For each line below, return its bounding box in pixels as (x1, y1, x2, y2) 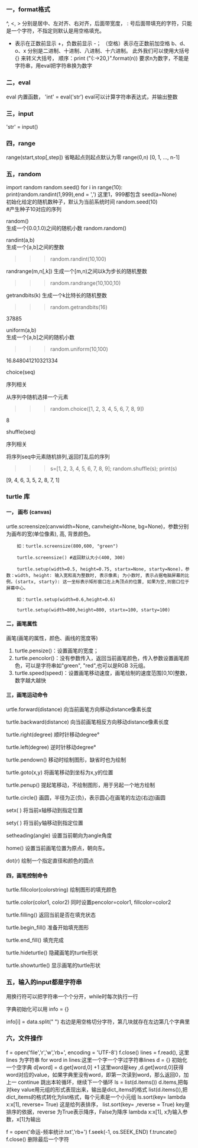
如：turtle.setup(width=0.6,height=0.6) (17, 597, 116, 602)
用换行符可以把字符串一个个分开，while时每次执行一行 (6, 992, 138, 1000)
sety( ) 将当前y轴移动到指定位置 (6, 819, 84, 826)
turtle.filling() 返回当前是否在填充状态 (6, 911, 96, 918)
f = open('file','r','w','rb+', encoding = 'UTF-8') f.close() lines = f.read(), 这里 (6, 1049, 190, 1056)
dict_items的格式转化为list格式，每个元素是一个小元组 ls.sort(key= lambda (6, 1093, 186, 1101)
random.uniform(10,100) (50, 345, 108, 353)
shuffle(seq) (6, 429, 36, 436)
